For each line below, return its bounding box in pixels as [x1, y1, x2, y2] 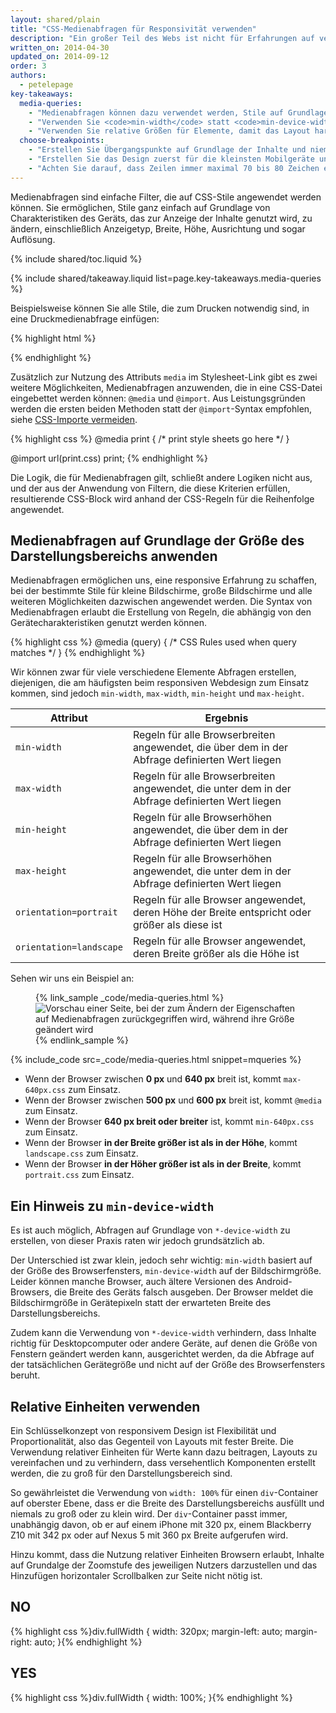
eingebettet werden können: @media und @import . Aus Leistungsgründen [10, 392, 306, 404]
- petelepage [19, 80, 74, 90]
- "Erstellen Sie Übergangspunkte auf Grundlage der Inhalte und [28, 145, 307, 155]
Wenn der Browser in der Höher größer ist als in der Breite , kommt [24, 1158, 302, 1170]
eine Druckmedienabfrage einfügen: [10, 312, 160, 325]
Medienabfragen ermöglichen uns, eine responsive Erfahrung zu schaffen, [10, 574, 318, 586]
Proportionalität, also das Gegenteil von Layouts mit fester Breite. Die [10, 1436, 294, 1448]
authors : [10, 71, 47, 81]
